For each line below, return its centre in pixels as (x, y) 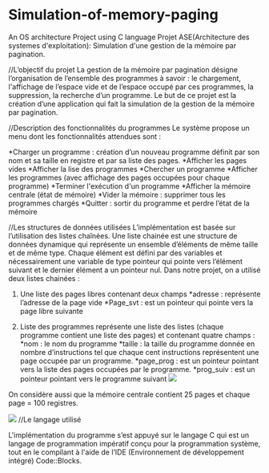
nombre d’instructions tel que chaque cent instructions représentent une (139, 352)
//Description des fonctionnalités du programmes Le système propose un (129, 128)
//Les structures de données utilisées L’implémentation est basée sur (122, 227)
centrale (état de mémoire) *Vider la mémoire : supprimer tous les (117, 194)
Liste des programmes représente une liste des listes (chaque (122, 326)
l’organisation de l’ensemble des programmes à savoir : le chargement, (125, 78)
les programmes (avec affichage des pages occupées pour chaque (119, 177)
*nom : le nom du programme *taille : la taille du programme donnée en (137, 344)
